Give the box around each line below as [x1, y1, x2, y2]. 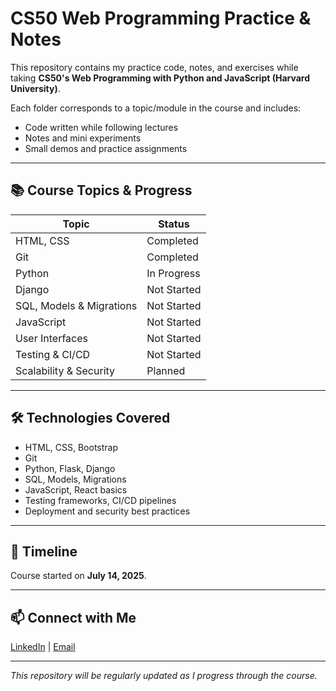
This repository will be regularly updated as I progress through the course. [10, 670, 318, 682]
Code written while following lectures [24, 121, 179, 133]
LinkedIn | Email [10, 641, 76, 653]
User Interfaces [15, 331, 88, 345]
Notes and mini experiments [24, 132, 142, 144]
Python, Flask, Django [24, 462, 116, 474]
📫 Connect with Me [10, 609, 137, 626]
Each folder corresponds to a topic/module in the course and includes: [10, 102, 302, 114]
